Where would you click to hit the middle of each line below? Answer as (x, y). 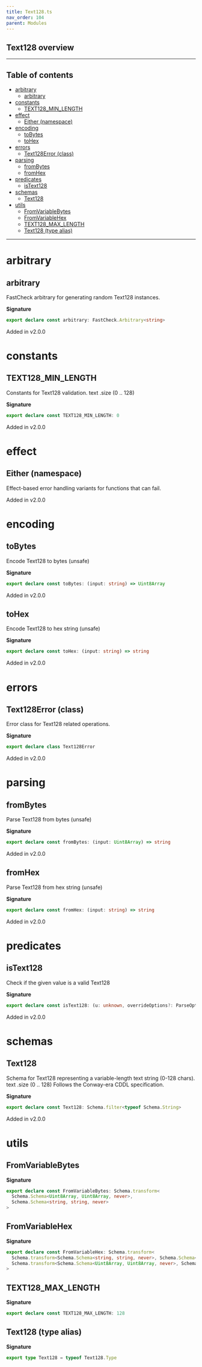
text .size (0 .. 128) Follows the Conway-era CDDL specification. (85, 1085)
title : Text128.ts (29, 12)
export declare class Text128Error (51, 747)
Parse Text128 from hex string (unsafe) (54, 887)
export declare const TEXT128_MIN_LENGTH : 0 (63, 415)
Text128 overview (40, 47)
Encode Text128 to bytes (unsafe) (48, 561)
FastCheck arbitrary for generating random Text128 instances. (83, 297)
